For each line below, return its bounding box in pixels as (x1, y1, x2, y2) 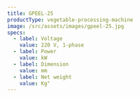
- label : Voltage (13, 36, 63, 42)
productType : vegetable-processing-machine (7, 16, 134, 23)
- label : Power (13, 48, 57, 55)
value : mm (19, 67, 48, 74)
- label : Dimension (13, 61, 69, 68)
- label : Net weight (13, 73, 72, 81)
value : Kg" (19, 80, 51, 87)
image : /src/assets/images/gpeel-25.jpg (7, 23, 125, 29)
